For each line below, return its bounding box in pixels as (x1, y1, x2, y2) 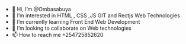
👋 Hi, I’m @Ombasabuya (11, 6, 71, 12)
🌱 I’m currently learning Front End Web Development (11, 18, 140, 25)
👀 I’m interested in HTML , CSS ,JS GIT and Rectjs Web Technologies (11, 12, 181, 19)
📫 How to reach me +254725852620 (11, 32, 104, 38)
